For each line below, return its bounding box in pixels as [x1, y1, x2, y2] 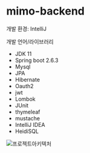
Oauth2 [14, 82, 34, 89]
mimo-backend [6, 4, 85, 18]
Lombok [14, 95, 36, 103]
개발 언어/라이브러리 [6, 38, 54, 45]
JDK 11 [14, 50, 32, 57]
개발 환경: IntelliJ [6, 25, 47, 32]
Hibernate [14, 76, 40, 83]
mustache [14, 114, 40, 122]
